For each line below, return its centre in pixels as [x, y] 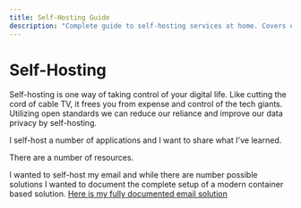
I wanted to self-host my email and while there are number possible [133, 175]
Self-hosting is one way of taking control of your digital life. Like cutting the [148, 95]
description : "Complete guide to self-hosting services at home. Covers [148, 26]
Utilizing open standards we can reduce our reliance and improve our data [146, 113]
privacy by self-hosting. [53, 123]
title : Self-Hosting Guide [60, 17]
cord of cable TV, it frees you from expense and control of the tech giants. [146, 104]
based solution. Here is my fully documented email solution [119, 194]
